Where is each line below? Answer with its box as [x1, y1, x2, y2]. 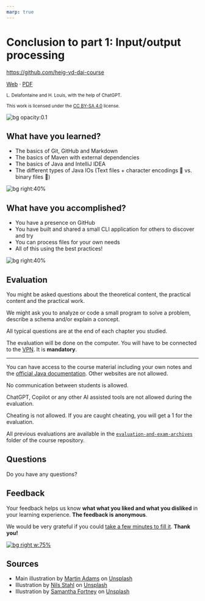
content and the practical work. [6, 297, 85, 304]
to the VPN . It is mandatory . [6, 346, 77, 353]
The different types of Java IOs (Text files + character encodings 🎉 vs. [15, 167, 192, 174]
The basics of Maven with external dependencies [15, 154, 140, 161]
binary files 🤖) [15, 173, 51, 181]
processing [6, 48, 65, 62]
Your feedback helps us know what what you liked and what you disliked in [6, 504, 198, 512]
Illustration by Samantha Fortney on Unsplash [15, 588, 130, 596]
